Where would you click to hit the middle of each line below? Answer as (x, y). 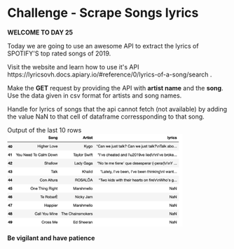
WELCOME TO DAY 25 (40, 32)
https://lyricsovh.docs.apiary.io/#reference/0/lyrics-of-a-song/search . (110, 74)
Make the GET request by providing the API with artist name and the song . (115, 88)
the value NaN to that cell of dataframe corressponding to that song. (106, 116)
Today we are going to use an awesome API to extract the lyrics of (103, 46)
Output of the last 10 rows (44, 130)
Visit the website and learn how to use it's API (73, 67)
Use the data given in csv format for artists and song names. (95, 95)
